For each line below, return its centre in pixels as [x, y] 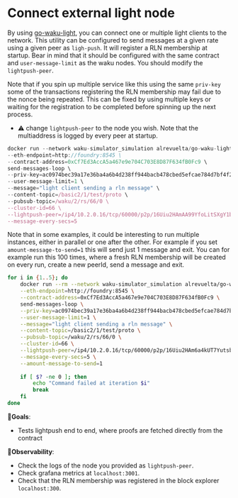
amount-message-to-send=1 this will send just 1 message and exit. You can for [119, 250]
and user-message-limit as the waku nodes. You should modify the [105, 62]
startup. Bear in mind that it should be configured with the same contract [113, 55]
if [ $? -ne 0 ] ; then [53, 377]
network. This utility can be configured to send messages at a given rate [113, 40]
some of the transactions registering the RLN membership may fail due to [114, 92]
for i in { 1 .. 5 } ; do [38, 278]
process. [20, 114]
